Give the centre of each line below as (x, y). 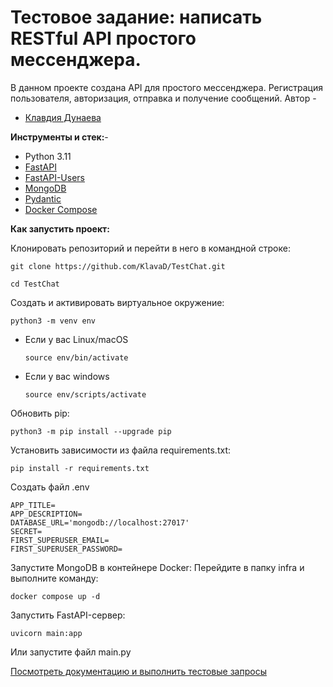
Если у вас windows (67, 376)
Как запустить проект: (60, 228)
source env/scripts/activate (85, 394)
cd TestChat (35, 284)
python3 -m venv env (53, 321)
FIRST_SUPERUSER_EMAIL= (60, 540)
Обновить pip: (40, 413)
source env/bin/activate (76, 357)
